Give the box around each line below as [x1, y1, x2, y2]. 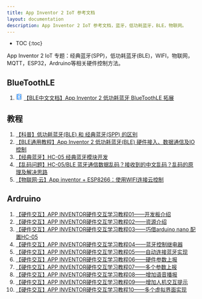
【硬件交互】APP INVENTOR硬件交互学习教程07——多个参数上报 [15, 263, 177, 271]
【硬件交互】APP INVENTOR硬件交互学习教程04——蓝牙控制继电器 [15, 241, 183, 248]
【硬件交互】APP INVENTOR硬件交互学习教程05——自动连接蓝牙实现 [15, 248, 188, 256]
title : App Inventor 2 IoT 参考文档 [7, 10, 95, 16]
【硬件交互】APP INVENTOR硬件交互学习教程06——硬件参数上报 [15, 256, 178, 263]
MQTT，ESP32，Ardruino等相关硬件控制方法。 [7, 60, 124, 67]
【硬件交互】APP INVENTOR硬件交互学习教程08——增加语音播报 [15, 271, 178, 278]
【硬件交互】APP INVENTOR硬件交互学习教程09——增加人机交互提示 [15, 278, 189, 286]
